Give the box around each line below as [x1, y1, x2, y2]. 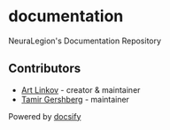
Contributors [8, 61, 81, 76]
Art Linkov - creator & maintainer [20, 84, 141, 95]
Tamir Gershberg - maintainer [20, 94, 130, 104]
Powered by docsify [8, 111, 81, 121]
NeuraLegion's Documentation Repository [8, 35, 161, 46]
